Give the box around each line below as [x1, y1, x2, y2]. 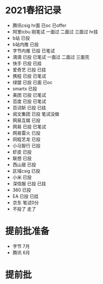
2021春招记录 [5, 5, 62, 16]
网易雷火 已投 [12, 130, 41, 136]
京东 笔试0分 [12, 199, 39, 206]
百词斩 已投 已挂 [12, 104, 46, 110]
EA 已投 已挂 [12, 193, 39, 199]
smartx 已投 [12, 86, 37, 92]
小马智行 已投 [12, 142, 41, 148]
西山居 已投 [12, 161, 36, 168]
